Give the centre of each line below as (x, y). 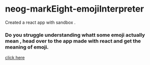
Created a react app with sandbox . (40, 22)
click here (15, 58)
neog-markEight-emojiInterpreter (75, 9)
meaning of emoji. (27, 47)
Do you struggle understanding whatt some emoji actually (75, 35)
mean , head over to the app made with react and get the (73, 41)
